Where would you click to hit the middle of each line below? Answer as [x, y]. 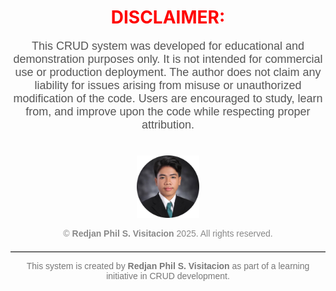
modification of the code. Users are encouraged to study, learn [168, 98]
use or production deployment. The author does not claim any [168, 72]
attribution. [168, 124]
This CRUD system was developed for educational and [168, 46]
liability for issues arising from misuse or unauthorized [168, 85]
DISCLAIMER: [168, 17]
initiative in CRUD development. [168, 275]
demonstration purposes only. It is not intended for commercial [168, 59]
